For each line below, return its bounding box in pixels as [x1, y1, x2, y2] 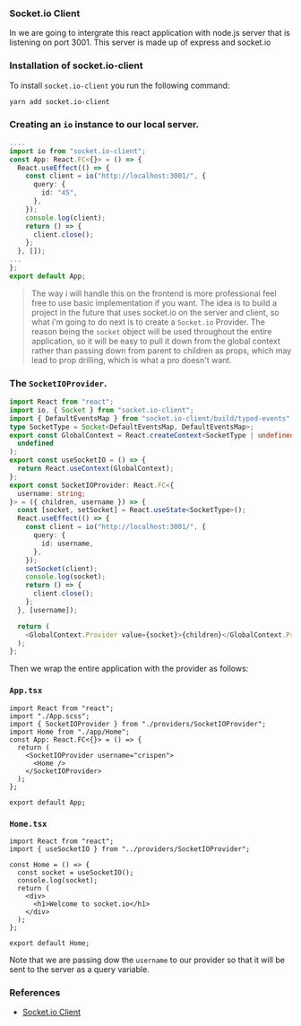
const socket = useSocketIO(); [17, 868, 134, 877]
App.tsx [9, 685, 43, 696]
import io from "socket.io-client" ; [9, 146, 146, 155]
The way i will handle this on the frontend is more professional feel [30, 288, 277, 299]
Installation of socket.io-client [9, 59, 143, 72]
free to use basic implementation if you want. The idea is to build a [30, 297, 278, 308]
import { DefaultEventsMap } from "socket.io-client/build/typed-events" [9, 413, 291, 423]
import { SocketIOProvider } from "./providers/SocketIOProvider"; [9, 719, 267, 728]
